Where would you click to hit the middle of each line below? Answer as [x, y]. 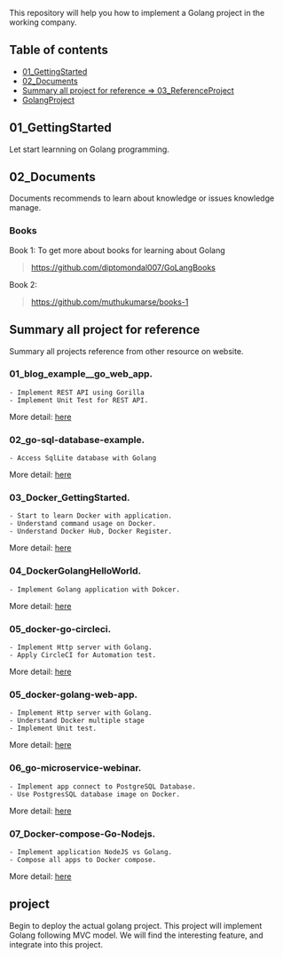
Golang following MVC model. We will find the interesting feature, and [136, 935]
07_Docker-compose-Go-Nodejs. [83, 834]
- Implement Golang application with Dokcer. [94, 590]
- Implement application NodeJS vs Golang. [91, 852]
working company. [43, 22]
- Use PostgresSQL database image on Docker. [94, 794]
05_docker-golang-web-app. [74, 694]
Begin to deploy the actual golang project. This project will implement [136, 925]
